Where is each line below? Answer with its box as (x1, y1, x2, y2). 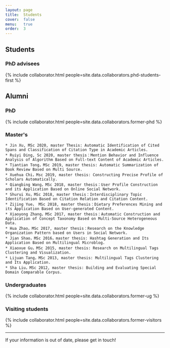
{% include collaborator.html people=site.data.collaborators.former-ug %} (5, 293, 159, 299)
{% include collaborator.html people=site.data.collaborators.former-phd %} (5, 119, 162, 125)
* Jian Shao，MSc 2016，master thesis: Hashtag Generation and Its (5, 235, 149, 241)
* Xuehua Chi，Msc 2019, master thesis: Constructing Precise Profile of (5, 172, 163, 178)
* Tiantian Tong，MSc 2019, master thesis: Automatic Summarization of (5, 162, 159, 167)
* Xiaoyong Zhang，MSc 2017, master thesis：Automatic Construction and (5, 212, 160, 217)
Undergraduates (5, 281, 47, 288)
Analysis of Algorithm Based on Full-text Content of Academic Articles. (5, 157, 164, 162)
